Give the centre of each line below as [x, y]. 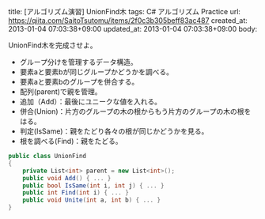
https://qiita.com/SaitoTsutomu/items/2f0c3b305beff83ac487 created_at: [128, 21]
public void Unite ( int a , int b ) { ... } [92, 200]
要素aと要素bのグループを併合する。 [79, 82]
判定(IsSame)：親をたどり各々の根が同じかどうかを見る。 [114, 131]
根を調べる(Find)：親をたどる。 [71, 141]
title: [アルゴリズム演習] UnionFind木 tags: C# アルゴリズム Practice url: [125, 11]
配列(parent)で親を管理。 [61, 92]
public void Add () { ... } [67, 178]
